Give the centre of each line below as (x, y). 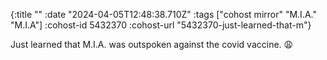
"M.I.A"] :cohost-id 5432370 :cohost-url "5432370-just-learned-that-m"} (161, 25)
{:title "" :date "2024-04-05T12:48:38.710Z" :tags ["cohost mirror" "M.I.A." (163, 14)
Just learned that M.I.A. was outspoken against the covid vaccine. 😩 (152, 44)
